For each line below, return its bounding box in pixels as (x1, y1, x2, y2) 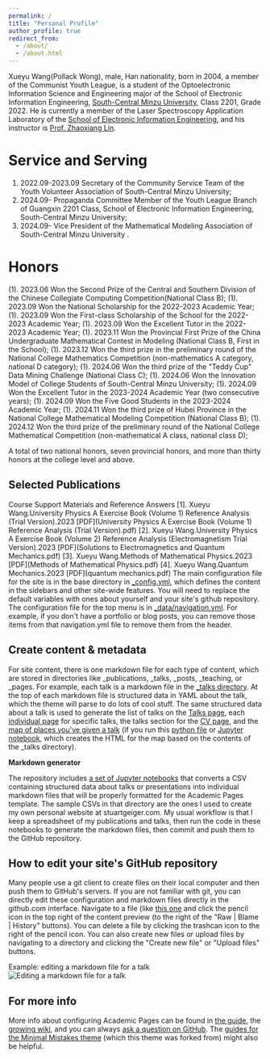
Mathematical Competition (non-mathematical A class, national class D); (8, 430, 248, 440)
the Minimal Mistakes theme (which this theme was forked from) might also (8, 1033, 259, 1043)
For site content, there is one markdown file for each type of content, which (8, 664, 260, 674)
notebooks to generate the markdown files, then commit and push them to (8, 825, 255, 834)
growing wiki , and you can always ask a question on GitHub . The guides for (8, 1024, 260, 1034)
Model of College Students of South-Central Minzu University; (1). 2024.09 (8, 379, 257, 389)
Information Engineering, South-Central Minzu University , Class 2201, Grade (8, 98, 262, 107)
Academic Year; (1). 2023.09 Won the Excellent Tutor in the (27, 318, 224, 328)
